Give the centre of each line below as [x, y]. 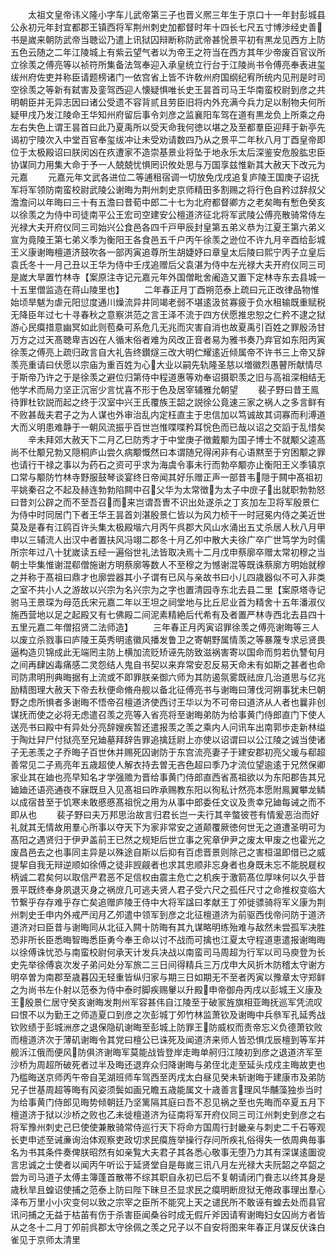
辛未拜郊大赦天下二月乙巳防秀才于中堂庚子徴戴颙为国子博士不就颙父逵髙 [176, 439]
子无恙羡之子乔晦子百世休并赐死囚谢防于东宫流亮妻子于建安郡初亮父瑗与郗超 [168, 752]
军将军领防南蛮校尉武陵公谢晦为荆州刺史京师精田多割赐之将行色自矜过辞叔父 [168, 189]
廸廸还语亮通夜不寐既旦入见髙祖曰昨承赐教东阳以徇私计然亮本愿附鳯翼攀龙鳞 [168, 789]
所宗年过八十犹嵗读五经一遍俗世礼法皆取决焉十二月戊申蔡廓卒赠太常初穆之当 [168, 552]
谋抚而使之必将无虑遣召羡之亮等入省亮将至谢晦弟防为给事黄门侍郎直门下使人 [168, 714]
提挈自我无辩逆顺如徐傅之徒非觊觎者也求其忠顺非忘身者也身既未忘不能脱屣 [163, 864]
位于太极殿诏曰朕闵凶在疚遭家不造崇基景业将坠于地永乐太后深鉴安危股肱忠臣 [168, 152]
